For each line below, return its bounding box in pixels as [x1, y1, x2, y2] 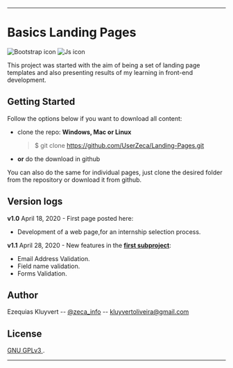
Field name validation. [17, 262, 80, 270]
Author [7, 289, 38, 301]
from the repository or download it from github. [7, 175, 142, 184]
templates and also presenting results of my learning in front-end [7, 68, 193, 76]
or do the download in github [17, 154, 101, 163]
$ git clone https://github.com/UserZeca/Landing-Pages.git [34, 141, 205, 149]
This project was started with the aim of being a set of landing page [7, 60, 200, 69]
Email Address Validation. [17, 254, 90, 262]
